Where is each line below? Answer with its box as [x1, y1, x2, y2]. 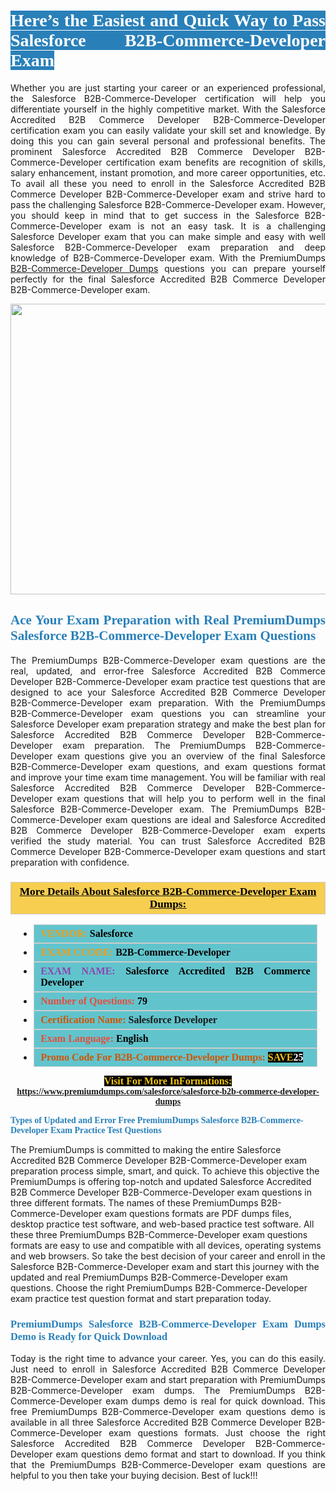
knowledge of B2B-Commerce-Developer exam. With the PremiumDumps [10, 251, 326, 264]
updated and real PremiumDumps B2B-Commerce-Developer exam [10, 1271, 288, 1284]
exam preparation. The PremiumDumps [62, 739, 247, 751]
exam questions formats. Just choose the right [108, 1427, 326, 1439]
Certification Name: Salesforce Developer [40, 1014, 218, 1026]
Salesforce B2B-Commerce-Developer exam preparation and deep [10, 241, 326, 253]
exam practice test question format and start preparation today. [10, 1293, 272, 1305]
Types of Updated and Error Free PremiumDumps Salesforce [10, 1115, 240, 1126]
